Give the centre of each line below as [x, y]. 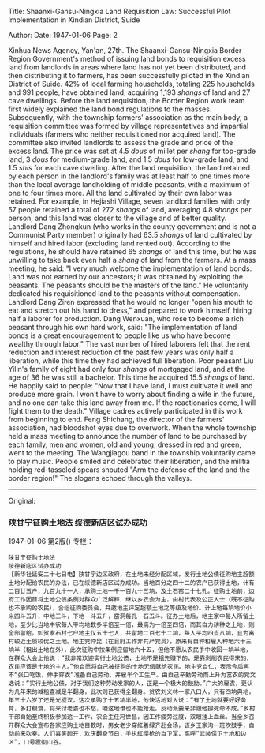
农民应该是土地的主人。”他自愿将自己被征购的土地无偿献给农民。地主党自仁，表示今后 [126, 667]
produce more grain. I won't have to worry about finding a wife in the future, [132, 394]
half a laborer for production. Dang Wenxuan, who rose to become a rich [126, 318]
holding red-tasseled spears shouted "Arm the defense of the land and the [129, 470]
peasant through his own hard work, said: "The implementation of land [123, 327]
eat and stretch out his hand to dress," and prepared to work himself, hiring [130, 310]
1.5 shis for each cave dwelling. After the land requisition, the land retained [129, 168]
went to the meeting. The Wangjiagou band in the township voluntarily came [132, 453]
